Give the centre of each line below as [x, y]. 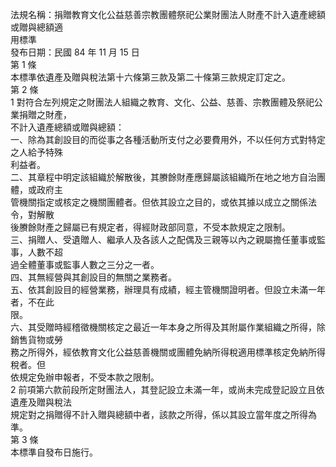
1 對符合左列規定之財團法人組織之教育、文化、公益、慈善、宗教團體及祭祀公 [166, 102]
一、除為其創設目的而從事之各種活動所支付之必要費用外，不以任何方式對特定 [168, 139]
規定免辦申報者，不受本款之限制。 [89, 377]
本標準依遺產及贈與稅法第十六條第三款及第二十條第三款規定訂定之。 [150, 77]
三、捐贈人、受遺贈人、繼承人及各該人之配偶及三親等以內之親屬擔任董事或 [163, 239]
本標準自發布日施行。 [54, 452]
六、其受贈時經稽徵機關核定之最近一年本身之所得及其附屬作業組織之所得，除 [168, 327]
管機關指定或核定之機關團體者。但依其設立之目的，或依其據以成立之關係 [159, 202]
